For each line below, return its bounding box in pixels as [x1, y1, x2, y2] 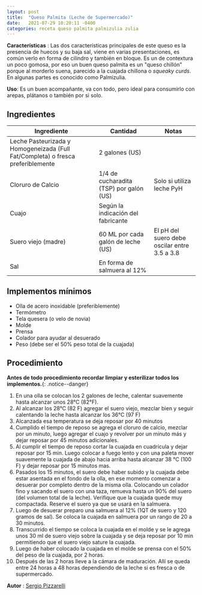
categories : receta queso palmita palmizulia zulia [7, 25, 138, 32]
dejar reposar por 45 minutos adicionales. [15, 436, 119, 444]
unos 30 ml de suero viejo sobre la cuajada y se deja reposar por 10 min [15, 532, 194, 539]
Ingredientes [7, 109, 56, 119]
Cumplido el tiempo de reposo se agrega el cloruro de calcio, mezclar [15, 423, 188, 431]
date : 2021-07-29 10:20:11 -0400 [7, 20, 96, 26]
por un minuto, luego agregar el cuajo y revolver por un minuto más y [15, 430, 186, 437]
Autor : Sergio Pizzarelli [7, 582, 65, 589]
